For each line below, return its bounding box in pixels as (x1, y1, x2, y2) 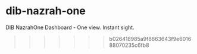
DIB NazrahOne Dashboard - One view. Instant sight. (5, 24, 135, 31)
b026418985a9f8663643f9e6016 (109, 35, 192, 42)
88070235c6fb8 (109, 42, 149, 49)
